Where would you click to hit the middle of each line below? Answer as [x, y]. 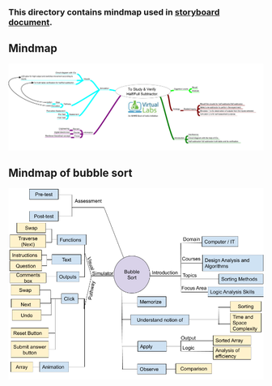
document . [30, 22]
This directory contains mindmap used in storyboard [114, 12]
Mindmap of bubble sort [70, 173]
